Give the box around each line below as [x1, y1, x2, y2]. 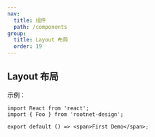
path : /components [13, 23, 68, 30]
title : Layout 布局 [13, 37, 69, 44]
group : [7, 30, 27, 37]
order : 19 [13, 43, 42, 50]
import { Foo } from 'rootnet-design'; [7, 110, 124, 118]
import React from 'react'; [7, 105, 90, 112]
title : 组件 [13, 17, 47, 24]
